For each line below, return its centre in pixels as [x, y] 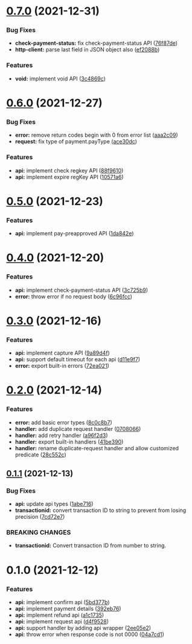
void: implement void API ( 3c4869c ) [60, 78]
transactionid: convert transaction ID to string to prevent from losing [101, 510]
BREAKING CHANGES [39, 533]
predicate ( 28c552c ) [40, 455]
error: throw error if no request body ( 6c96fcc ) [74, 296]
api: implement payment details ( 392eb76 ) [68, 608]
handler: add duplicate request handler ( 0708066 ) [78, 429]
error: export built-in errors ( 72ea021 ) [62, 366]
